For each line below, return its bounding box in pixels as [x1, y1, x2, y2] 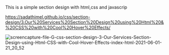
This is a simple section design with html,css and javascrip [5, 4, 128, 10]
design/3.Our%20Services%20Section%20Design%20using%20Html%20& [5, 19, 164, 25]
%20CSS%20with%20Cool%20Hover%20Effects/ [5, 24, 111, 30]
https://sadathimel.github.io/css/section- [5, 14, 91, 19]
